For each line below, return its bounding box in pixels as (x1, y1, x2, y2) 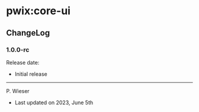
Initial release (14, 70, 47, 78)
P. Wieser (6, 87, 30, 94)
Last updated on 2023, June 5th (14, 99, 94, 106)
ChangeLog (6, 28, 50, 38)
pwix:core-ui (6, 4, 71, 18)
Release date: (6, 59, 40, 66)
